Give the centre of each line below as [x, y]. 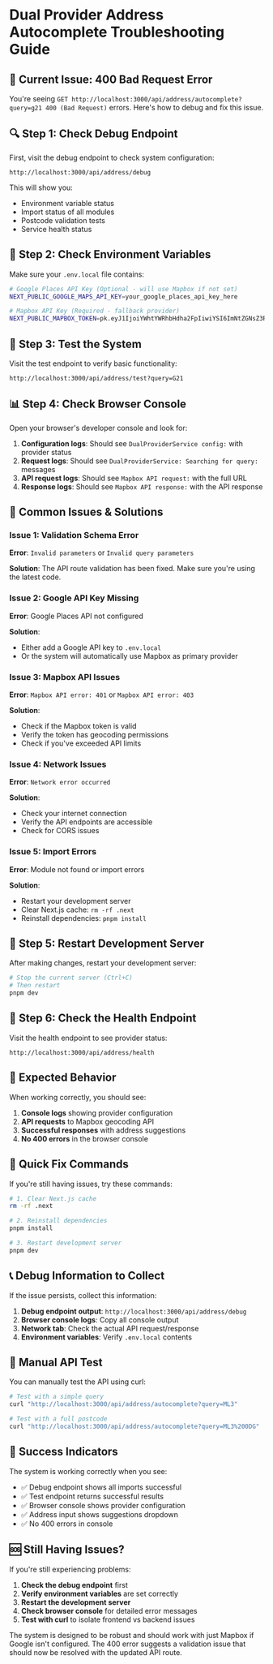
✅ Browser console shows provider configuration [103, 1505]
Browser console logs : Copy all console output [100, 1319]
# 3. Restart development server [66, 1243]
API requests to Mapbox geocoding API [87, 1121]
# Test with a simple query [57, 1397]
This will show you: [41, 187]
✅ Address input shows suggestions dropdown [100, 1514]
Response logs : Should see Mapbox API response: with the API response [142, 486]
